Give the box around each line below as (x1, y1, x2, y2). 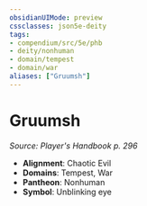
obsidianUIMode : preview (9, 13, 103, 22)
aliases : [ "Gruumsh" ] (9, 72, 91, 81)
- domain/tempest (9, 55, 75, 64)
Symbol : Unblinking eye (22, 186, 113, 197)
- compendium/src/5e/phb (9, 38, 103, 48)
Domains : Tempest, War (22, 167, 113, 178)
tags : (9, 30, 30, 39)
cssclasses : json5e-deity (9, 22, 106, 31)
